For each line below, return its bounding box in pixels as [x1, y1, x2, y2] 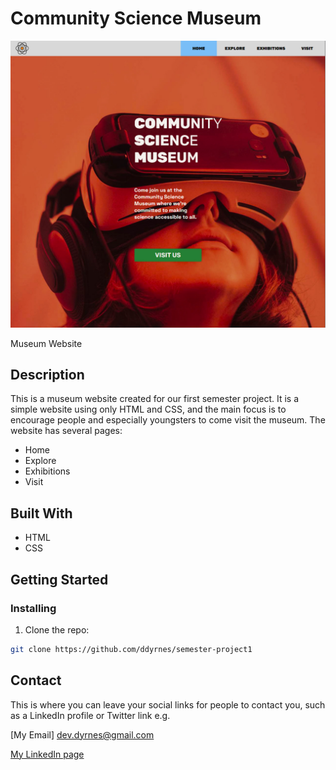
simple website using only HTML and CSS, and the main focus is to [10, 403, 287, 416]
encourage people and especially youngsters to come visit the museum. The [10, 414, 326, 426]
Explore [24, 455, 57, 467]
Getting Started [10, 571, 109, 588]
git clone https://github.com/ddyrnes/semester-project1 [10, 644, 253, 654]
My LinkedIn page [10, 748, 85, 760]
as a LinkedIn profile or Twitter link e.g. [10, 709, 171, 721]
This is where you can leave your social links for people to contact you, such [10, 698, 326, 711]
